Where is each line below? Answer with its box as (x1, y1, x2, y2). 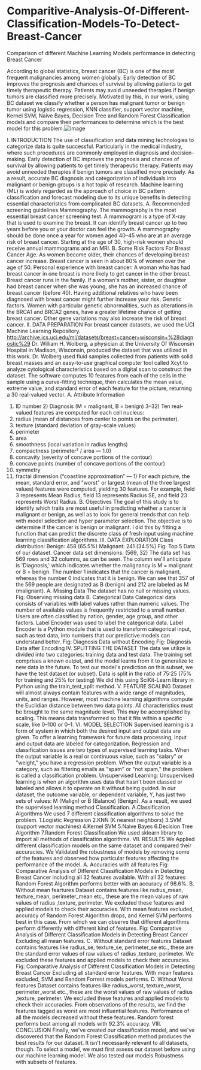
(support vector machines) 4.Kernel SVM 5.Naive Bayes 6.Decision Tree (15, 823, 193, 830)
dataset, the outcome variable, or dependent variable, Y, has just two (15, 791, 186, 798)
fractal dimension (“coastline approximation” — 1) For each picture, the (15, 472, 190, 480)
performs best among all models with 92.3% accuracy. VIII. (15, 1020, 162, 1027)
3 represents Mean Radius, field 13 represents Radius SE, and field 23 (15, 491, 188, 498)
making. (7, 155, 27, 162)
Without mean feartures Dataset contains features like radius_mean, (15, 886, 184, 893)
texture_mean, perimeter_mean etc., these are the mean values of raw (15, 893, 189, 900)
